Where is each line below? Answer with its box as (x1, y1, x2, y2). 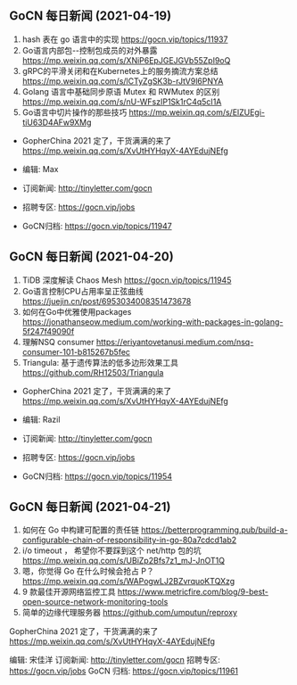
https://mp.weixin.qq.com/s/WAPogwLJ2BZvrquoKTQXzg (21, 576, 235, 587)
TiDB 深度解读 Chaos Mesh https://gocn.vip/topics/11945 (21, 275, 232, 285)
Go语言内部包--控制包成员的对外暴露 (21, 45, 158, 55)
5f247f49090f (21, 326, 75, 336)
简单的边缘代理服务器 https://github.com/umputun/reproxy (21, 607, 238, 618)
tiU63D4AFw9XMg (21, 117, 92, 128)
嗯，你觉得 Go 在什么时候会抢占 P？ (21, 565, 154, 577)
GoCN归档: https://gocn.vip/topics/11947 (21, 220, 172, 231)
